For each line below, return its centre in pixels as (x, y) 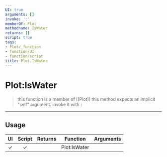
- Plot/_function (23, 47)
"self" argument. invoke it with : (50, 105)
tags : (11, 42)
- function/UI (20, 51)
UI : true (14, 10)
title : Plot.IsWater (27, 61)
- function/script (24, 56)
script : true (19, 38)
